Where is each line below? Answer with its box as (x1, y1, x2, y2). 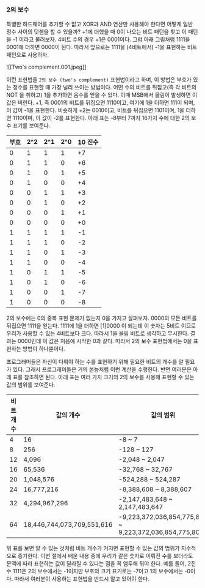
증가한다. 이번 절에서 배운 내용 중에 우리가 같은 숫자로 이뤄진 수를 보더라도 (17, 552, 193, 560)
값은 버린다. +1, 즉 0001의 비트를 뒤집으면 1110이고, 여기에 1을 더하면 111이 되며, (6, 99, 195, 107)
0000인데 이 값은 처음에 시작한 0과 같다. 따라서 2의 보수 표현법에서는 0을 (17, 337, 192, 345)
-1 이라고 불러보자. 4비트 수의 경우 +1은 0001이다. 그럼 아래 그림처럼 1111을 (12, 36, 190, 43)
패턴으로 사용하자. (6, 51, 49, 59)
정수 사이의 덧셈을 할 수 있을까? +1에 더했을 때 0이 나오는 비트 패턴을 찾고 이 (6, 28, 187, 36)
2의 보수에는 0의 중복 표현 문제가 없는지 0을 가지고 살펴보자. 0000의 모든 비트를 (6, 314, 197, 322)
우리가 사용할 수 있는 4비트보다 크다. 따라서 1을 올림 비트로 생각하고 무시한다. (6, 330, 189, 337)
